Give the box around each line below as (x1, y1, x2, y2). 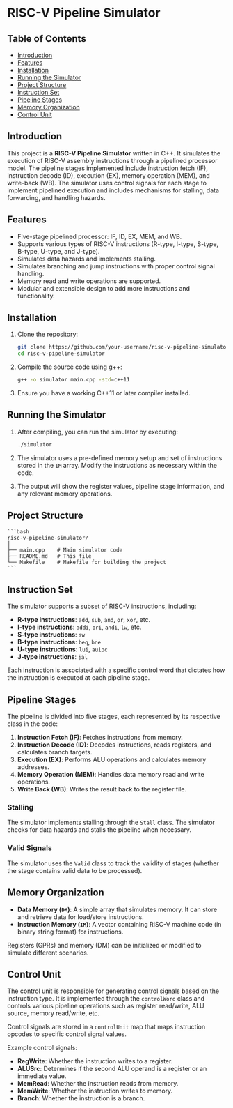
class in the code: (7, 720, 58, 728)
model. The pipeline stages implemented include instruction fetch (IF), (7, 164, 209, 172)
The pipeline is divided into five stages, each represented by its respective (7, 713, 220, 721)
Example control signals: (7, 1044, 78, 1052)
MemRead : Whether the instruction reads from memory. (17, 1079, 179, 1088)
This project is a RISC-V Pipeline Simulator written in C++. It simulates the (7, 149, 221, 158)
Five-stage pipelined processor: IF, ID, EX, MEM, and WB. (17, 232, 182, 241)
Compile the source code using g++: (17, 363, 123, 371)
